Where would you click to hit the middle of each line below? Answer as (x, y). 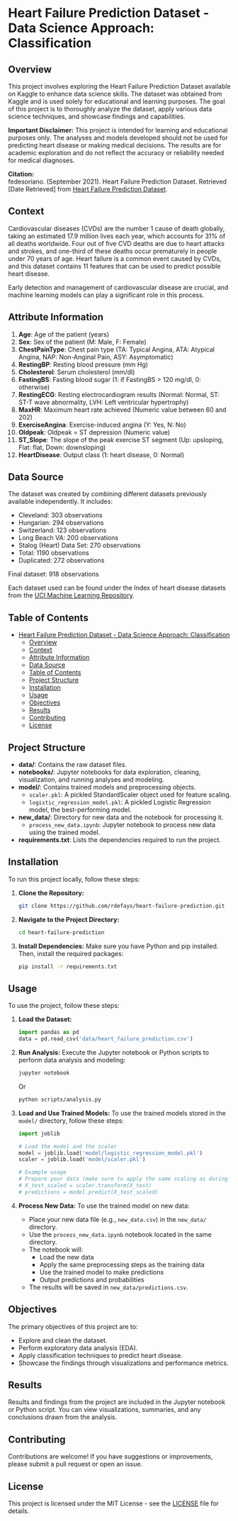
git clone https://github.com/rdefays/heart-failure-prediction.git (121, 906)
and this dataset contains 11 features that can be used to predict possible (114, 266)
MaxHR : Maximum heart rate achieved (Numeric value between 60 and (122, 410)
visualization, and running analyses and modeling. (91, 780)
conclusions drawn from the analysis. (63, 1417)
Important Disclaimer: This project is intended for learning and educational (118, 130)
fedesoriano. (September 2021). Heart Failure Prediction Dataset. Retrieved (118, 181)
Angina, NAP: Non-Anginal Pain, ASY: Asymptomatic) (96, 357)
